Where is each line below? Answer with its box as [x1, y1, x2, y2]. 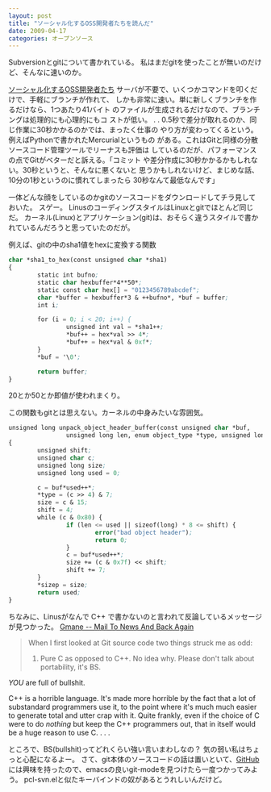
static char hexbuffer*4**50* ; [37, 278, 143, 286]
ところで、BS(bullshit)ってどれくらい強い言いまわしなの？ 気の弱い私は [8, 744, 246, 754]
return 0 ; [94, 536, 128, 544]
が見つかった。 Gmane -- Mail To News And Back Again [8, 622, 194, 632]
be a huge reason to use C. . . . [8, 727, 110, 737]
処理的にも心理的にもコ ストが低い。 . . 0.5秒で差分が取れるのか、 [29, 115, 250, 125]
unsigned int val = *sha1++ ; [65, 323, 164, 331]
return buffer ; [37, 368, 89, 376]
